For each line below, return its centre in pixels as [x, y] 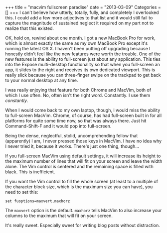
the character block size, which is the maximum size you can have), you [79, 187]
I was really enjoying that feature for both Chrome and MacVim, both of [78, 90]
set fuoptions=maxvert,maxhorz [38, 201]
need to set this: [22, 192]
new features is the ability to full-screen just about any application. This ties [83, 59]
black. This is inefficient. [30, 172]
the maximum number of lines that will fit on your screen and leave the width [84, 161]
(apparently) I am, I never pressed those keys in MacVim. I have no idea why [83, 141]
